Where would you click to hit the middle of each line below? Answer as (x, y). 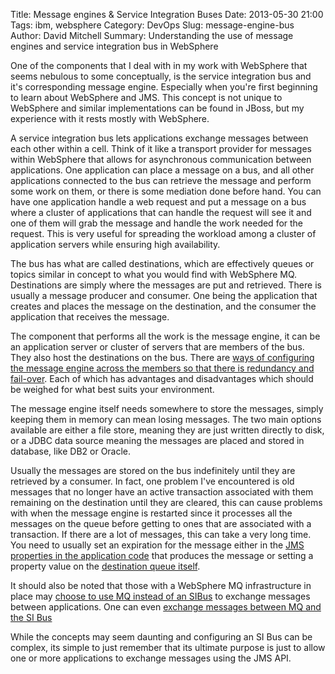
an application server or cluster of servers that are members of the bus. (157, 347)
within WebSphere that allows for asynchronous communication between (161, 159)
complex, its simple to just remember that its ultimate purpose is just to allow (168, 647)
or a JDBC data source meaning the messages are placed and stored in (157, 440)
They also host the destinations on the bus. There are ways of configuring (162, 357)
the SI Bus (31, 617)
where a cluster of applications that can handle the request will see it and (161, 212)
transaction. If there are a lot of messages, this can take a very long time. (161, 534)
